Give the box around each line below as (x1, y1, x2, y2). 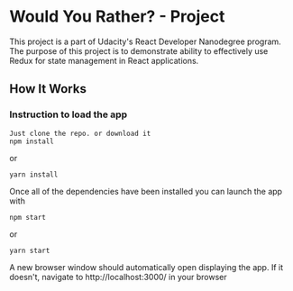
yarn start (9, 246, 50, 255)
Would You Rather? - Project (9, 6, 225, 27)
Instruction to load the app (9, 108, 128, 121)
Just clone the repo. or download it (9, 129, 151, 138)
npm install (9, 137, 54, 146)
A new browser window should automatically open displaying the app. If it (9, 261, 284, 272)
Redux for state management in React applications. (9, 55, 199, 66)
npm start (9, 213, 47, 222)
